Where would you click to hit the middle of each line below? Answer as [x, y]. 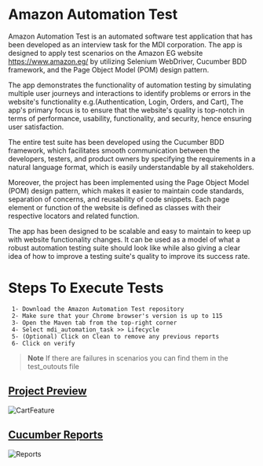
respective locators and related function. [74, 216]
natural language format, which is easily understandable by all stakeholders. [131, 167]
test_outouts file [53, 366]
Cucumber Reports [56, 435]
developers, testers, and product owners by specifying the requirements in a [132, 158]
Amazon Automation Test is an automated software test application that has [130, 36]
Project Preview [47, 391]
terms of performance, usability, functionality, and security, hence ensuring [130, 118]
